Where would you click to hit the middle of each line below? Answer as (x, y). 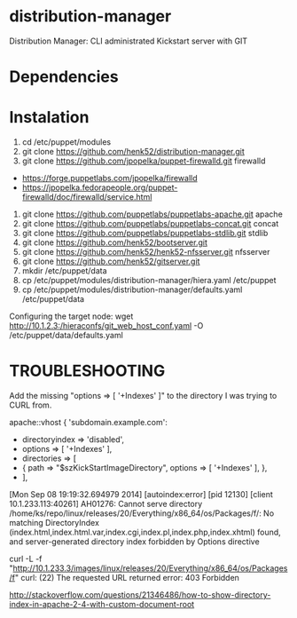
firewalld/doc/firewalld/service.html (87, 197)
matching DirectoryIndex (55, 523)
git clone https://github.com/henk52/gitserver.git (111, 261)
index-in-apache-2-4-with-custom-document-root (102, 604)
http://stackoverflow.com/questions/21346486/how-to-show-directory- (140, 595)
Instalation (49, 118)
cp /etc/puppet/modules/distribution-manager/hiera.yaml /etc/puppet (149, 281)
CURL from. (31, 405)
